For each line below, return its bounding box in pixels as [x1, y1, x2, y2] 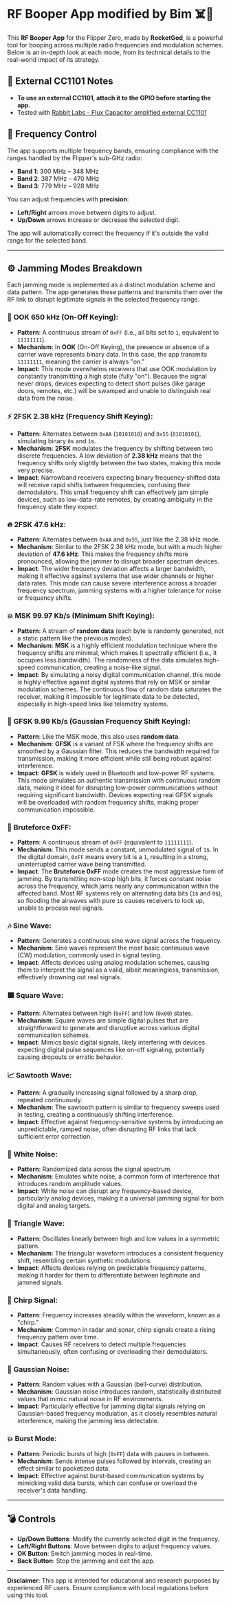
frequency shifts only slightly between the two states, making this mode [16, 458, 221, 467]
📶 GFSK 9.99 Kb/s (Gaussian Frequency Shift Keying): [7, 717, 191, 726]
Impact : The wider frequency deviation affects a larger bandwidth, [16, 565, 206, 573]
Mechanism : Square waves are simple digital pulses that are [16, 1016, 189, 1025]
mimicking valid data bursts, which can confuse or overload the [16, 1479, 197, 1487]
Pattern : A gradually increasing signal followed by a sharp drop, [16, 1089, 198, 1097]
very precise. [16, 466, 55, 474]
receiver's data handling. [16, 1486, 88, 1494]
